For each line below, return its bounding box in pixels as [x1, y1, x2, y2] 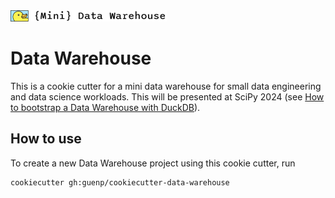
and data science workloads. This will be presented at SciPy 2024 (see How [10, 90, 325, 103]
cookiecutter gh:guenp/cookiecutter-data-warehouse [10, 177, 230, 188]
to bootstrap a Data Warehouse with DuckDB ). [10, 101, 201, 113]
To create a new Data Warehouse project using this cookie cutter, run [10, 157, 296, 169]
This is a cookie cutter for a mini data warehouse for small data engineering [10, 80, 322, 92]
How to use [10, 130, 82, 148]
